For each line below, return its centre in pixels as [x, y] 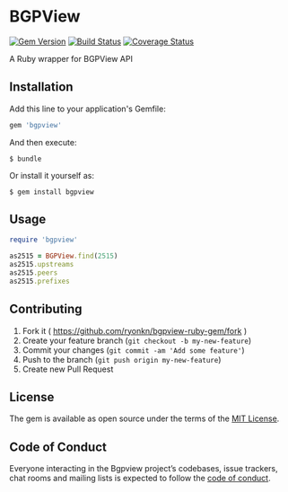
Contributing [46, 309]
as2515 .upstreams [42, 265]
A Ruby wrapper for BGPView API [71, 58]
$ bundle [26, 159]
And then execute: [43, 142]
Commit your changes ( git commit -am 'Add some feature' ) [133, 350]
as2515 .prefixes [39, 281]
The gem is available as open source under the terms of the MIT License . [144, 418]
